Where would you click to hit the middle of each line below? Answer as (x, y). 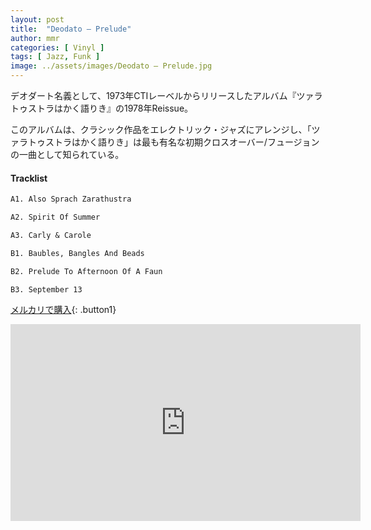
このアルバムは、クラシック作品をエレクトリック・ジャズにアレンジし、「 (161, 129)
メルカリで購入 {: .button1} (63, 310)
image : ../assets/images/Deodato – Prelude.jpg (111, 66)
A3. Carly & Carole (51, 235)
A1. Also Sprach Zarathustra (71, 199)
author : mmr (35, 38)
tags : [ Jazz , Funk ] (55, 57)
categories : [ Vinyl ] (57, 47)
